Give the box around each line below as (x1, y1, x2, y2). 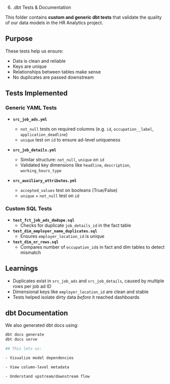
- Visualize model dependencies (5, 355, 74, 361)
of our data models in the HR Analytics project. (5, 20, 103, 26)
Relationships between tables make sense (12, 68, 101, 75)
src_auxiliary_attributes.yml (12, 178, 77, 183)
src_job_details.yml (12, 148, 56, 153)
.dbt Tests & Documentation (12, 5, 71, 10)
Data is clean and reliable (12, 58, 66, 64)
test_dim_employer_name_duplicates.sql (12, 228, 98, 234)
